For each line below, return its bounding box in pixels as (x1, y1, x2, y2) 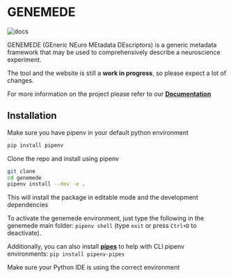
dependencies (7, 201, 49, 209)
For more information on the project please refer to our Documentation (7, 90, 211, 98)
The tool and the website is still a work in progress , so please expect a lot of (7, 69, 227, 77)
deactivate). (7, 229, 42, 237)
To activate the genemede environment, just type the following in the (7, 214, 204, 222)
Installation (7, 110, 57, 122)
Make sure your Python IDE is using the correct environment (7, 263, 180, 272)
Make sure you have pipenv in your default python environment (7, 128, 189, 136)
